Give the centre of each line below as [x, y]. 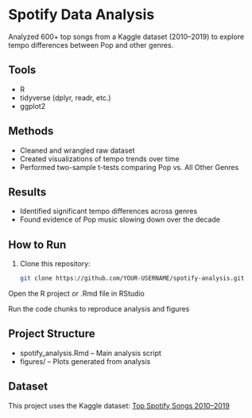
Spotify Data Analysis [81, 15]
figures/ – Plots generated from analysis [85, 361]
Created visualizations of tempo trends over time [100, 159]
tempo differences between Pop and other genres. [91, 45]
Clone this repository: [55, 264]
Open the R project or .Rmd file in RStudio [76, 294]
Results [27, 192]
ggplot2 [33, 106]
